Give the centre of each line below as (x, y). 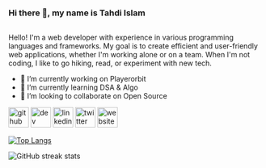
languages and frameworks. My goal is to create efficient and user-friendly (133, 46)
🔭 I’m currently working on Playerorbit (83, 79)
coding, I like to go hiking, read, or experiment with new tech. (110, 63)
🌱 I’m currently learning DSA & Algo (79, 87)
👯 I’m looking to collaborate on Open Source (93, 96)
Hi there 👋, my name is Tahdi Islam (77, 13)
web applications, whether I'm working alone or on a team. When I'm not (129, 55)
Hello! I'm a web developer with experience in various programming (121, 38)
